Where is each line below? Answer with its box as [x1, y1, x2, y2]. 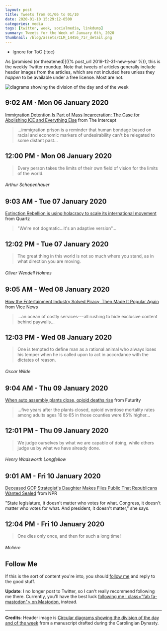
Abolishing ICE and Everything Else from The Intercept [5, 117, 117, 123]
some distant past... [17, 137, 58, 143]
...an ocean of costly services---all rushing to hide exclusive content [17, 313, 158, 319]
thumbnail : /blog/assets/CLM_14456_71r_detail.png [5, 35, 112, 40]
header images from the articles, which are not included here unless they [5, 69, 155, 75]
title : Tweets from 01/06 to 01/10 [5, 12, 79, 17]
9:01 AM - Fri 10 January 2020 [5, 472, 101, 480]
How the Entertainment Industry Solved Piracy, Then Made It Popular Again [5, 298, 159, 304]
